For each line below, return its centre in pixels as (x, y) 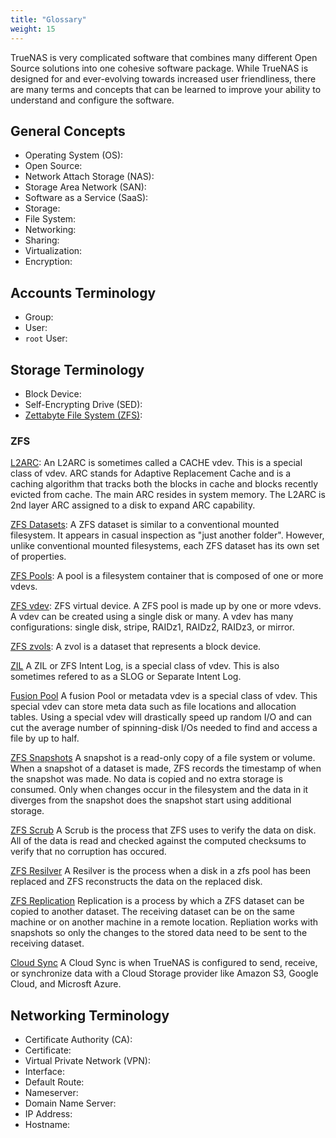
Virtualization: (53, 251)
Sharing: (42, 240)
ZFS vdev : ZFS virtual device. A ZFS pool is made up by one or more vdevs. (166, 606)
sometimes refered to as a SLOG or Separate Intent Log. (126, 677)
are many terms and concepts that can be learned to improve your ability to (166, 89)
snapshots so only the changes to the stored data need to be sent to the (159, 933)
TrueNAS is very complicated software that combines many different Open (164, 57)
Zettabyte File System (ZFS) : (83, 415)
